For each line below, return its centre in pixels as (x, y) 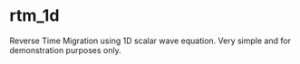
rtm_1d (34, 16)
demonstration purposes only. (65, 50)
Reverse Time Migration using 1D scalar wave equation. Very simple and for (150, 41)
